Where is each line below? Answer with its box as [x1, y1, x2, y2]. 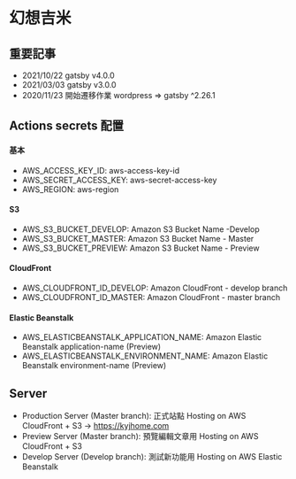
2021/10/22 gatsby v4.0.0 [21, 70, 115, 81]
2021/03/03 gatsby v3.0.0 [21, 80, 117, 89]
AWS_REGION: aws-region [21, 183, 119, 195]
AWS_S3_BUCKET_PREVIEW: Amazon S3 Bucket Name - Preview [21, 243, 260, 253]
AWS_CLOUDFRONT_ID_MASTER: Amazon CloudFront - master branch [21, 292, 281, 302]
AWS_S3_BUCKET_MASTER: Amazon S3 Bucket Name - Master [21, 233, 254, 243]
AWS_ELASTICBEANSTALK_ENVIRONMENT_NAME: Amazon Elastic [21, 351, 269, 361]
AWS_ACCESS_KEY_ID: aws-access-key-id [21, 165, 180, 175]
